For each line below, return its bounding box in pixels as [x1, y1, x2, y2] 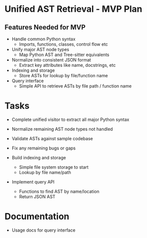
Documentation [4, 211, 70, 222]
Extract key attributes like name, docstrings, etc [19, 62, 116, 68]
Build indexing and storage [11, 154, 66, 160]
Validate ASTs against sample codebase [11, 135, 93, 141]
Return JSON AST [19, 193, 56, 200]
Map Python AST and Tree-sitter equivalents [19, 52, 110, 58]
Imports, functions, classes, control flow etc [19, 41, 108, 47]
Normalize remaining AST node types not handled [11, 126, 113, 132]
